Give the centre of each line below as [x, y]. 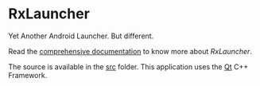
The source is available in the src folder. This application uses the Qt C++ [128, 66]
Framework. [28, 75]
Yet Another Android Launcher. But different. [81, 36]
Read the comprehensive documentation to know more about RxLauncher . [130, 51]
